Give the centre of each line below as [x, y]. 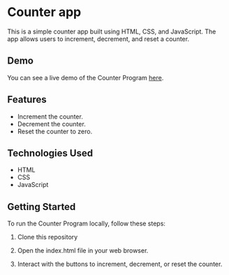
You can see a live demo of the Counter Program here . [86, 77]
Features [27, 99]
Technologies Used [50, 153]
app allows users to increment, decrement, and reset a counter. [98, 38]
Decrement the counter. [51, 124]
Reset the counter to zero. [55, 131]
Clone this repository [47, 237]
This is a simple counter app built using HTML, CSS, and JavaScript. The [112, 31]
